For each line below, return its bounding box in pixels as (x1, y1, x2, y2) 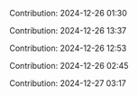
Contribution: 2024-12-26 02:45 (9, 61, 129, 71)
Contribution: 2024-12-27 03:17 (9, 78, 126, 89)
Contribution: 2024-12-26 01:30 (9, 8, 128, 18)
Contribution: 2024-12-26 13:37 (9, 25, 127, 35)
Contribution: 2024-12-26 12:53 (9, 43, 127, 53)
